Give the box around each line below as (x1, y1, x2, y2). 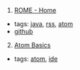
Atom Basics (13, 41, 51, 49)
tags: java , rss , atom (13, 20, 73, 28)
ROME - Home (13, 6, 57, 14)
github (13, 28, 33, 35)
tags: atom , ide (13, 54, 58, 63)
